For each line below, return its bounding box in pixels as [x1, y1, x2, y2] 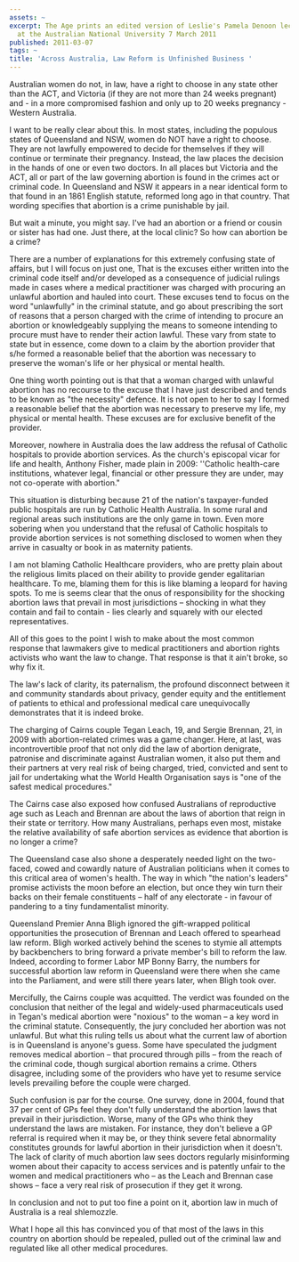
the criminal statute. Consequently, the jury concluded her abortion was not [9, 1021, 287, 1031]
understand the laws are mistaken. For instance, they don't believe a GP [9, 1123, 273, 1134]
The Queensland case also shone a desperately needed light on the [9, 854, 257, 864]
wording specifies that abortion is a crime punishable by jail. [9, 200, 230, 210]
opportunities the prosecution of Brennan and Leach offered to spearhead [9, 928, 281, 938]
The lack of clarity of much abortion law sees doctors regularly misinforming [9, 1152, 290, 1162]
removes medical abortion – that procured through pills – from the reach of [9, 1049, 283, 1060]
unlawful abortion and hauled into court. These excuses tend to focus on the [9, 291, 290, 302]
